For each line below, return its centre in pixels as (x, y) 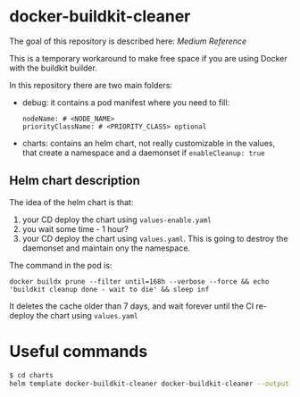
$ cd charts (31, 375)
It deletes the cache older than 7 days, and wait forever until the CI (132, 306)
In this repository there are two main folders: (91, 85)
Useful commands (79, 351)
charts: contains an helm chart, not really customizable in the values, (148, 143)
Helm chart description (75, 181)
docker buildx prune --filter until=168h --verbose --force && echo (139, 281)
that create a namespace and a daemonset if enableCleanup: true (143, 153)
